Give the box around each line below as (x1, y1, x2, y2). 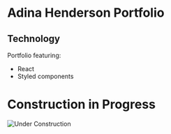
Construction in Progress (7, 96, 156, 112)
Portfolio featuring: (7, 51, 61, 59)
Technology (7, 33, 61, 45)
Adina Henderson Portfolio (7, 5, 165, 21)
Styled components (17, 72, 74, 80)
